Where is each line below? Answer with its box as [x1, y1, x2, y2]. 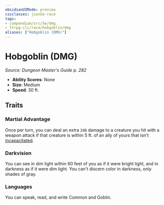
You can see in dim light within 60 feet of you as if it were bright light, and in [5, 160, 159, 166]
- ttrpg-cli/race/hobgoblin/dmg [5, 25, 71, 30]
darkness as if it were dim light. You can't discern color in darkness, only [5, 166, 152, 172]
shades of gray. [5, 171, 37, 177]
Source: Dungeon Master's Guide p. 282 [5, 67, 87, 73]
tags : [5, 16, 16, 21]
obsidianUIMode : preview [5, 7, 56, 12]
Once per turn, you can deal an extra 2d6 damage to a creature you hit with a [5, 127, 160, 133]
